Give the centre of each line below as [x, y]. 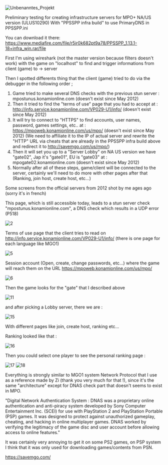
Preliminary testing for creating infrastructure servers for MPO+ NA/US [78, 17]
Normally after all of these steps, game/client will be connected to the [84, 168]
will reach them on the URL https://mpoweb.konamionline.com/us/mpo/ [79, 268]
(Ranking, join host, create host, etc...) [52, 178]
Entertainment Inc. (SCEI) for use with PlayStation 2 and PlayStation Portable [84, 411]
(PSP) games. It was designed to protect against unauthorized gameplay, [80, 416]
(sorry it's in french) [26, 193]
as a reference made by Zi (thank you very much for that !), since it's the [79, 380]
